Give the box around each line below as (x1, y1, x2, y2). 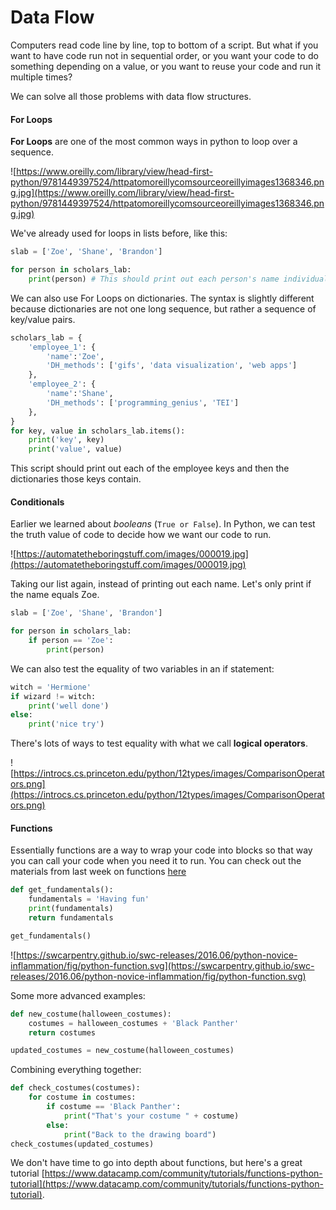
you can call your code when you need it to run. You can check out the (10, 855, 302, 867)
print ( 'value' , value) (28, 444, 123, 455)
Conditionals (10, 496, 65, 508)
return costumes (28, 1027, 97, 1038)
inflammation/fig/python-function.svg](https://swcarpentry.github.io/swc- (10, 959, 315, 971)
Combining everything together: (10, 1064, 142, 1076)
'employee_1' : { (28, 342, 97, 352)
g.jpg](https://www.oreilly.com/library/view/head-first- (10, 187, 235, 199)
